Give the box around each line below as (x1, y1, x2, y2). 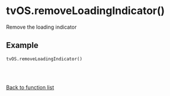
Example (6, 40, 39, 50)
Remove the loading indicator (6, 23, 77, 30)
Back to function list (6, 84, 55, 91)
